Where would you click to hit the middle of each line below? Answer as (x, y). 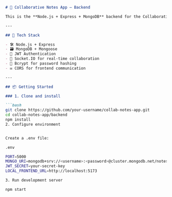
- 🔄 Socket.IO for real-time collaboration (52, 59)
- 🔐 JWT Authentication (31, 54)
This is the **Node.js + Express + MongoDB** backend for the (73, 16)
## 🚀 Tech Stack (23, 35)
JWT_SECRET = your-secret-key (35, 166)
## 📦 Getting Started (29, 87)
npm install (18, 120)
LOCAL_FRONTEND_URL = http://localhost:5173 (51, 171)
